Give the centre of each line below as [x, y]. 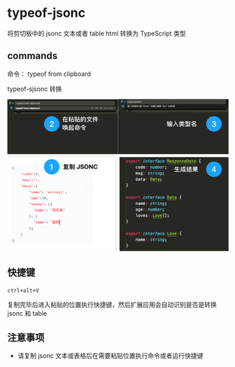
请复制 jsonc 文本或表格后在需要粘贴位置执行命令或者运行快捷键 [110, 356]
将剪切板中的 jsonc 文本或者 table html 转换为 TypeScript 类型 [97, 33]
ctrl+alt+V [23, 290]
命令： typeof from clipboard [49, 74]
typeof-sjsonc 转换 [34, 89]
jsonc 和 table [27, 313]
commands [32, 56]
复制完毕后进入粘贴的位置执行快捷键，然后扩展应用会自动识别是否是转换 [112, 304]
